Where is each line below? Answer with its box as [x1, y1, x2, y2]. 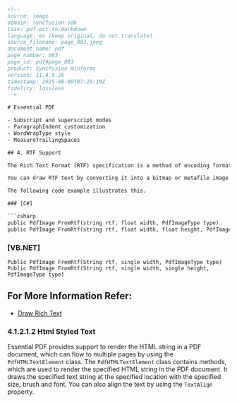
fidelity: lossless [7, 85, 65, 92]
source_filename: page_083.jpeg [7, 39, 102, 46]
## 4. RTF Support [7, 149, 61, 156]
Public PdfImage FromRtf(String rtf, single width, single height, [7, 265, 210, 272]
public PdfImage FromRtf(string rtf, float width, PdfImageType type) [7, 219, 219, 227]
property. [7, 387, 35, 396]
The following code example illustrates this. [7, 187, 147, 195]
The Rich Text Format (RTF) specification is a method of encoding [7, 162, 210, 169]
